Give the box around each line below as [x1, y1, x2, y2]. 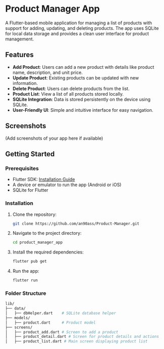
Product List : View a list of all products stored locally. [12, 91, 124, 97]
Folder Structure [5, 289, 46, 296]
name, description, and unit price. [12, 69, 83, 75]
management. [5, 36, 34, 42]
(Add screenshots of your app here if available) [5, 135, 103, 141]
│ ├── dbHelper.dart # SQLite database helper [5, 311, 116, 316]
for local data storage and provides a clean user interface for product [5, 30, 149, 36]
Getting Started [5, 150, 55, 158]
